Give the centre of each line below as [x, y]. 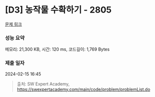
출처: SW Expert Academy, [43, 84]
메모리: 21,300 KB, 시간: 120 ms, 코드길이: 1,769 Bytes [57, 49]
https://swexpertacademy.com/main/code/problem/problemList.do [84, 89]
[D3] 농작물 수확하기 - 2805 [58, 10]
